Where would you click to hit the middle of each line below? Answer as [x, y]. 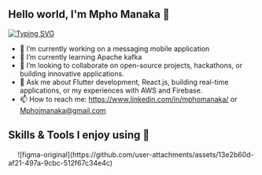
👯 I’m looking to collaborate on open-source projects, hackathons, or [131, 65]
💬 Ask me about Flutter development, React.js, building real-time [124, 82]
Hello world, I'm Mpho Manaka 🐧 [89, 15]
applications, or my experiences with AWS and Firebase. [111, 90]
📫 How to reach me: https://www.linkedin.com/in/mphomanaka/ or [128, 99]
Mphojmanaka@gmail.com [63, 110]
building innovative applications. [72, 73]
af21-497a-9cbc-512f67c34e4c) [60, 162]
